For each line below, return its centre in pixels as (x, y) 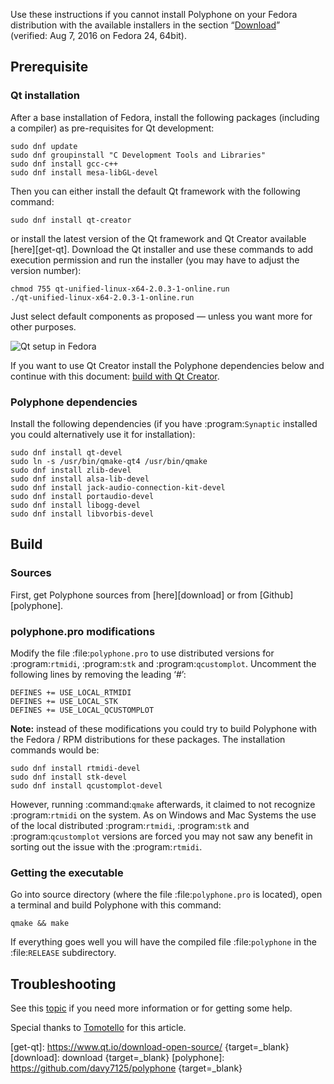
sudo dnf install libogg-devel (75, 505)
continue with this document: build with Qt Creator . (115, 376)
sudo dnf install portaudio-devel (82, 496)
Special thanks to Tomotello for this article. (98, 1028)
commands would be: (55, 750)
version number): (46, 270)
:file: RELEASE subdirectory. (63, 953)
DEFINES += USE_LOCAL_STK (64, 701)
